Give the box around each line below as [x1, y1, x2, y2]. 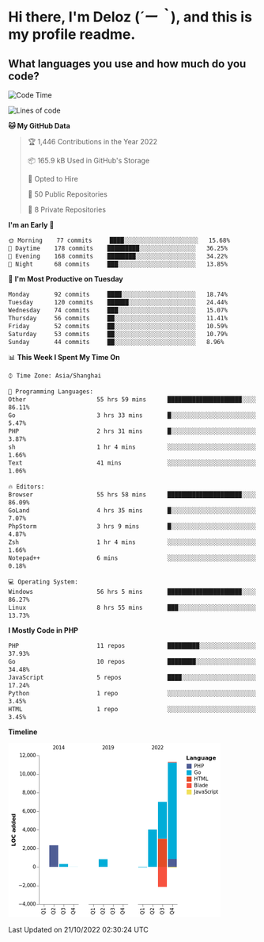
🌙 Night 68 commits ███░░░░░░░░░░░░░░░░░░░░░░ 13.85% [8, 260, 228, 268]
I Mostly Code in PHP [8, 626, 79, 635]
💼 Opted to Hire [27, 174, 79, 183]
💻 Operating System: [8, 578, 79, 586]
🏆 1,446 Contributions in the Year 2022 [27, 137, 158, 146]
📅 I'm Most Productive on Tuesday [8, 274, 124, 283]
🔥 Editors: [8, 483, 45, 491]
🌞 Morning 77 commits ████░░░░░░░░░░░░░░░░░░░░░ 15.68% [8, 236, 231, 244]
